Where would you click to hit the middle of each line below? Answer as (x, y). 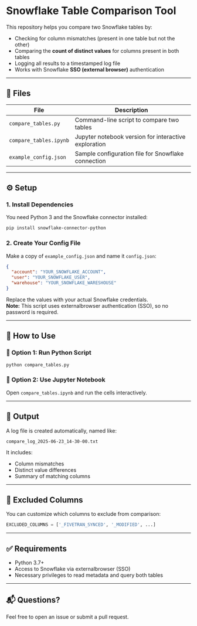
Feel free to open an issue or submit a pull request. (67, 617)
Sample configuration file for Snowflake (129, 154)
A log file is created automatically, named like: (62, 431)
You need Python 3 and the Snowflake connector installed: (77, 217)
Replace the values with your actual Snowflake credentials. (77, 300)
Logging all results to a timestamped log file (67, 63)
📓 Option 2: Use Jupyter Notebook (56, 380)
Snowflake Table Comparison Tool (91, 11)
